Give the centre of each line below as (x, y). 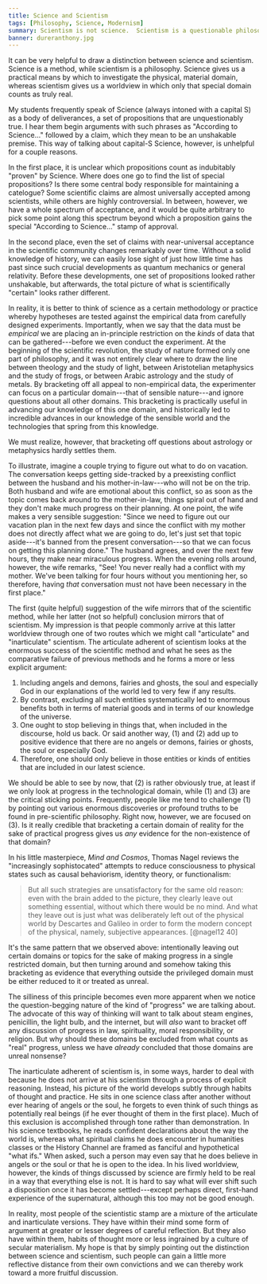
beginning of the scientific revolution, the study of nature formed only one (129, 350)
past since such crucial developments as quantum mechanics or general (127, 267)
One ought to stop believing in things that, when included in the (124, 725)
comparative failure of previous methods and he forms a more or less (122, 659)
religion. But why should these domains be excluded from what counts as (128, 1039)
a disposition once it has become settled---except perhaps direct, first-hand (133, 1190)
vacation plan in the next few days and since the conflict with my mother (127, 525)
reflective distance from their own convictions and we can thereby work (126, 1264)
